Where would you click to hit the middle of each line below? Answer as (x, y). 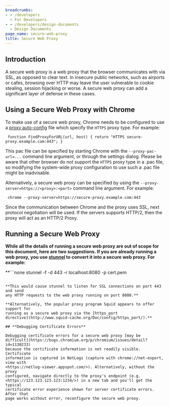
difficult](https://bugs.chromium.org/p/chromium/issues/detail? (76, 340)
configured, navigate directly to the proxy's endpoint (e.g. (73, 376)
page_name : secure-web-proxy (36, 34)
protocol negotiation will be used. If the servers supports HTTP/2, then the (84, 212)
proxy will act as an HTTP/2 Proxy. (42, 218)
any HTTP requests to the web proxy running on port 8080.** (72, 295)
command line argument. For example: (114, 188)
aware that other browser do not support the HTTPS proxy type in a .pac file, (84, 161)
